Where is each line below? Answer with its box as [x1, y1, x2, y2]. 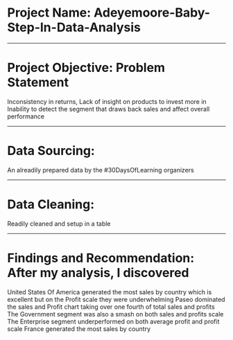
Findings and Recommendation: [7, 250, 195, 266]
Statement [7, 75, 69, 91]
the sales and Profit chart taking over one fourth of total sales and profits [7, 303, 215, 311]
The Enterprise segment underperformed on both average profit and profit [7, 317, 220, 325]
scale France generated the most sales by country [7, 324, 151, 333]
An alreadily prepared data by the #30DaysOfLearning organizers [7, 165, 194, 174]
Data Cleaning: [7, 197, 95, 212]
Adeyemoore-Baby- [93, 5, 210, 21]
